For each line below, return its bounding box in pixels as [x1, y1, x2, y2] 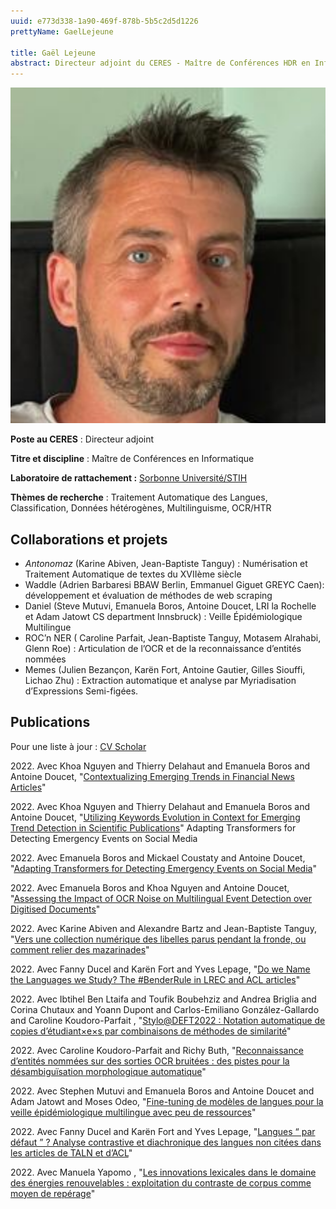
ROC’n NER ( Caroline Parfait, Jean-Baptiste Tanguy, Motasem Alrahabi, [24, 631, 322, 644]
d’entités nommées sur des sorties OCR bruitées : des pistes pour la [10, 1055, 290, 1067]
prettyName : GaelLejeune [10, 26, 114, 37]
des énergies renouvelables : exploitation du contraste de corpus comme [10, 1176, 312, 1189]
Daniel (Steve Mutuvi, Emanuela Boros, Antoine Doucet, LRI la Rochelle [24, 600, 317, 612]
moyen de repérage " [10, 1187, 96, 1199]
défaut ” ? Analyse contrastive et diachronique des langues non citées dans [10, 1136, 322, 1148]
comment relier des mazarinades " [10, 943, 150, 955]
